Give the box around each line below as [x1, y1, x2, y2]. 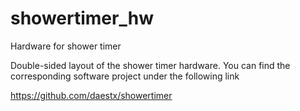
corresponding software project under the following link [10, 70, 240, 82]
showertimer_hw [10, 7, 154, 30]
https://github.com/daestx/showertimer [10, 89, 173, 101]
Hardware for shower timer [10, 40, 122, 52]
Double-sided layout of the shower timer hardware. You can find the [10, 59, 291, 71]
